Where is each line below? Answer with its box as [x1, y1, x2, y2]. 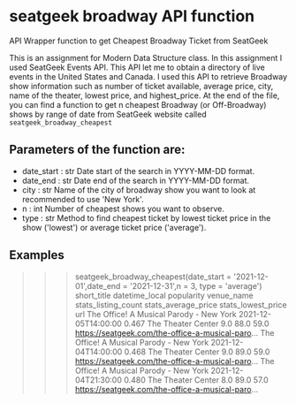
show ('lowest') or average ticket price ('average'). [21, 222, 207, 232]
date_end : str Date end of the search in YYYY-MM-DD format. [21, 175, 250, 186]
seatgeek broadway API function [9, 6, 254, 27]
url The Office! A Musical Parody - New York [74, 308, 237, 319]
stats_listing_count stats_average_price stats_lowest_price [74, 299, 287, 310]
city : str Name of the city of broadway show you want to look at [21, 184, 256, 195]
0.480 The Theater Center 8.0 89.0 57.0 [123, 374, 269, 385]
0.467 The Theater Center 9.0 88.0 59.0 [123, 318, 269, 329]
